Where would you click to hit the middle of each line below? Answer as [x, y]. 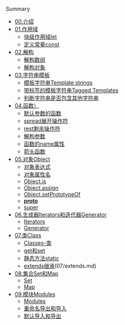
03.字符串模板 [32, 75]
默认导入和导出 [42, 316]
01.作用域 [26, 29]
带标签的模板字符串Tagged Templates [71, 90]
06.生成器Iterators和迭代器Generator [61, 215]
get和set [34, 251]
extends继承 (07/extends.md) [60, 266]
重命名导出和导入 [45, 308]
